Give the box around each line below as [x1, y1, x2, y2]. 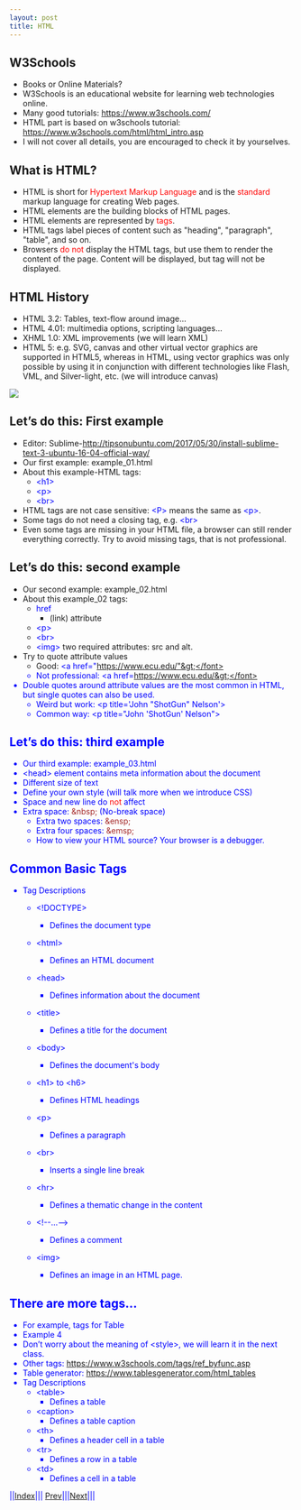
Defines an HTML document [49, 955, 155, 966]
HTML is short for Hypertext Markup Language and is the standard [22, 187, 270, 198]
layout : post [9, 13, 59, 23]
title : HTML [9, 22, 54, 31]
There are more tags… [9, 1295, 138, 1311]
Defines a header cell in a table [49, 1435, 165, 1445]
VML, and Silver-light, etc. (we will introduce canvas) [22, 371, 219, 382]
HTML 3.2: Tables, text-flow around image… [22, 313, 187, 324]
